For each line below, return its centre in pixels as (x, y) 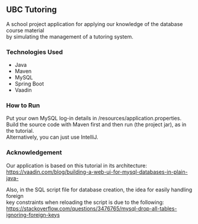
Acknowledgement (34, 152)
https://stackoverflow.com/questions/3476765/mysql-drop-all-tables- (92, 208)
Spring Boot (29, 84)
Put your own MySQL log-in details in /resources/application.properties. (94, 119)
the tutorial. (20, 131)
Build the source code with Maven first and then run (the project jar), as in (96, 124)
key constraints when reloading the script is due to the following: (85, 202)
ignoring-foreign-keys (33, 215)
